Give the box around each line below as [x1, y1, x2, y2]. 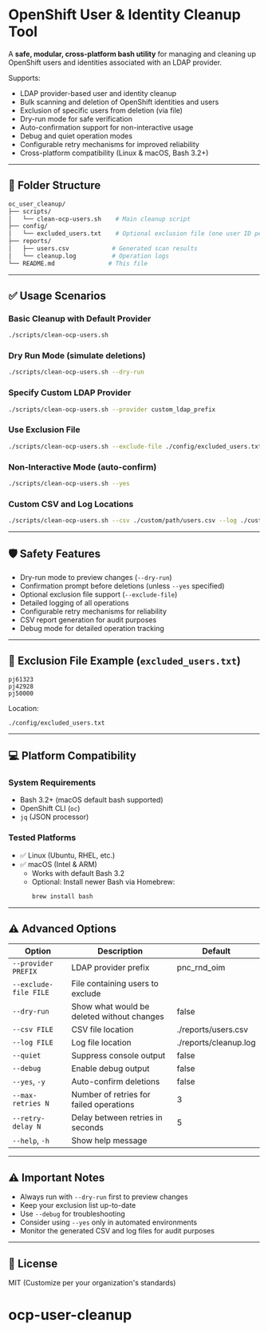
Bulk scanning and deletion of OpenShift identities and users [19, 97, 219, 106]
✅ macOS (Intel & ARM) [19, 859, 97, 869]
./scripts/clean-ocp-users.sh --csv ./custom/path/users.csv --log [8, 517, 238, 525]
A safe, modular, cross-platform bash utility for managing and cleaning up [8, 49, 257, 58]
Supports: [8, 73, 41, 82]
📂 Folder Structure [8, 178, 101, 193]
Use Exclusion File [8, 424, 81, 435]
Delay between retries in [71, 1112, 163, 1123]
